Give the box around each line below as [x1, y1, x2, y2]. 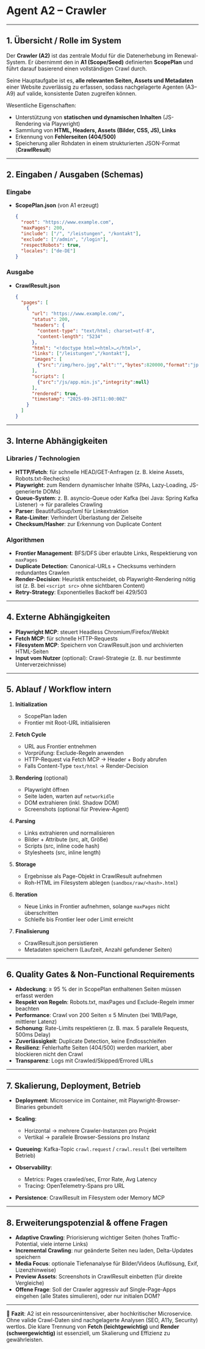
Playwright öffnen [24, 786, 70, 793]
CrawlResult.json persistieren [24, 939, 98, 947]
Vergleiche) [15, 1279, 45, 1287]
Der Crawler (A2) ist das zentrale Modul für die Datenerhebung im [6, 51, 173, 59]
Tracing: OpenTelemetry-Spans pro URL [24, 1182, 125, 1190]
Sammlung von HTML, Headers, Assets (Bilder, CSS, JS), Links [15, 126, 176, 133]
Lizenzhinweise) [15, 1266, 56, 1274]
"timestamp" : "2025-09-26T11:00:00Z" [31, 396, 128, 402]
